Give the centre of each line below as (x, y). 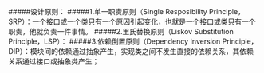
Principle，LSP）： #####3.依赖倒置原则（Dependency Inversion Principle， (133, 41)
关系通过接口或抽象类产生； (54, 61)
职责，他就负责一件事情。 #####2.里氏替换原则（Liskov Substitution (121, 31)
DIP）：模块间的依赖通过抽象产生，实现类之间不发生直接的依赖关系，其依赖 (131, 51)
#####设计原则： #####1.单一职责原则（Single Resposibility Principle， (127, 12)
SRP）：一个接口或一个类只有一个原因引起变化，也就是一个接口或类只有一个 (132, 21)
